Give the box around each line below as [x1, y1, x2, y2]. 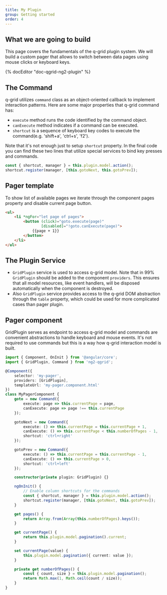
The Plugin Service [5, 256, 66, 264]
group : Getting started [5, 12, 55, 17]
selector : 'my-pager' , [14, 373, 62, 378]
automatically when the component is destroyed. [12, 285, 114, 291]
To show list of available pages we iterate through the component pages [5, 195, 154, 201]
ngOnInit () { [14, 484, 42, 489]
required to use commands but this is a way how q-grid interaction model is [5, 340, 161, 346]
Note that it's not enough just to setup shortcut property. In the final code [5, 143, 157, 148]
